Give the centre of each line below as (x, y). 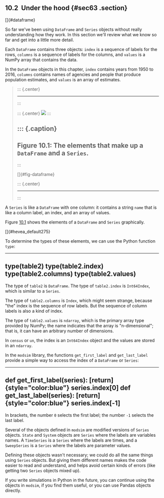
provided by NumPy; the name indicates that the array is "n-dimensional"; (79, 325)
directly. (13, 490)
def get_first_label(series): (46, 380)
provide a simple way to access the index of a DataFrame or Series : (72, 360)
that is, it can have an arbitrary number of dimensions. (59, 331)
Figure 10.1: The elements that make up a (80, 145)
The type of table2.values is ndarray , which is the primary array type (75, 320)
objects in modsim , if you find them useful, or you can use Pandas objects (78, 485)
